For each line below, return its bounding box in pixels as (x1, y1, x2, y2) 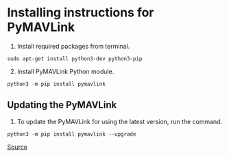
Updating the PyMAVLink (7, 99, 117, 111)
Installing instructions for (7, 5, 154, 21)
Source (7, 143, 27, 151)
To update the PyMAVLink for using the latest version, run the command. (16, 117, 223, 125)
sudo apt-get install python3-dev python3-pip (7, 55, 143, 62)
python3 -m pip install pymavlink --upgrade (7, 130, 136, 138)
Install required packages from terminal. (16, 42, 130, 50)
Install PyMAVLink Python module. (16, 67, 114, 75)
